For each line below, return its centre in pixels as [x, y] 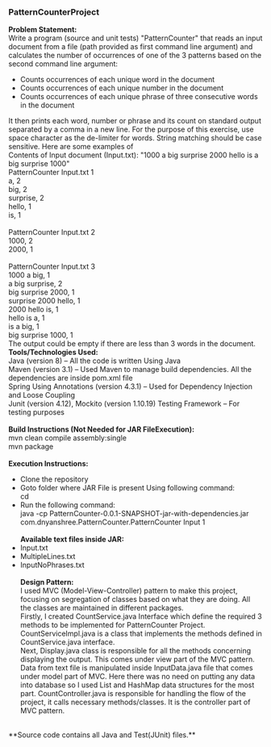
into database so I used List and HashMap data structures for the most [137, 685]
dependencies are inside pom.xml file [71, 378]
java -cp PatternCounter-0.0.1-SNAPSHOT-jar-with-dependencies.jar [134, 514]
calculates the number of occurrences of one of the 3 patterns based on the [135, 56]
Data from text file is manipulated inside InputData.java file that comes [136, 668]
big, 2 [18, 190]
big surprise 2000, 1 [42, 292]
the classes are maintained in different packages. [102, 608]
